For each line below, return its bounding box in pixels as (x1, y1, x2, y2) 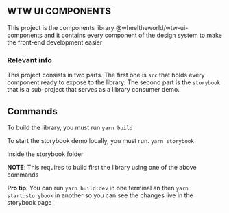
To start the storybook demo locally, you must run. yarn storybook (7, 136, 194, 145)
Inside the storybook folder (7, 150, 84, 158)
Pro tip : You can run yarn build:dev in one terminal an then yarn (7, 184, 189, 192)
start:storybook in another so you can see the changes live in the (7, 191, 194, 199)
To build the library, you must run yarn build (7, 123, 133, 131)
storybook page (7, 198, 52, 206)
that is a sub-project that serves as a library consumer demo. (7, 86, 180, 94)
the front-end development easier (7, 38, 103, 47)
